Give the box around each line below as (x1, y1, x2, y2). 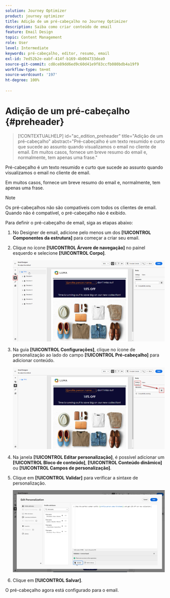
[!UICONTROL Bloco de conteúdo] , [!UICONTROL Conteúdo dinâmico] (12, 459, 162, 465)
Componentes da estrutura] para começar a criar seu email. (12, 234, 140, 241)
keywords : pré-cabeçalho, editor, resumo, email (5, 51, 110, 56)
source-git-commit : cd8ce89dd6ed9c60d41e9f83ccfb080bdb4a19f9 (5, 61, 139, 67)
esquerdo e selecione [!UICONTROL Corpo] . (12, 250, 106, 256)
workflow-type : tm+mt (5, 67, 51, 72)
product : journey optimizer (5, 13, 65, 19)
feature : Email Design (5, 29, 53, 35)
